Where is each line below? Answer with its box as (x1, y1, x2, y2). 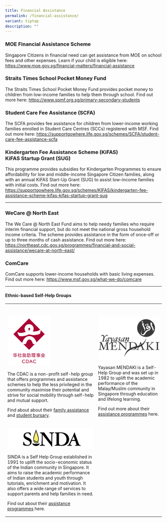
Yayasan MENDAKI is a (97, 365, 145, 371)
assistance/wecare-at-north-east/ (5, 247, 75, 253)
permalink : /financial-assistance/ (5, 13, 79, 18)
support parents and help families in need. (7, 491, 93, 497)
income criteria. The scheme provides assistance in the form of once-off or (5, 231, 160, 237)
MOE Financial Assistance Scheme (5, 41, 91, 48)
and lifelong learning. (97, 396, 141, 402)
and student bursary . (7, 412, 50, 418)
